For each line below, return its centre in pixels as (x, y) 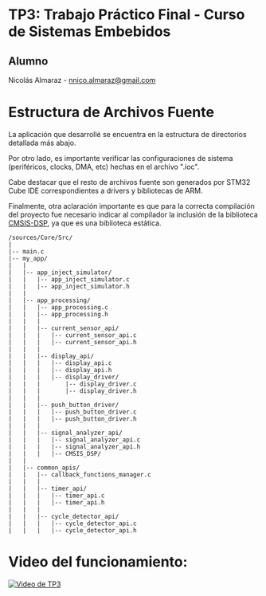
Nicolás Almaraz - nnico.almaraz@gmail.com (82, 80)
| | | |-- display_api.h (60, 370)
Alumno (28, 61)
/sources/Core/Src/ (41, 237)
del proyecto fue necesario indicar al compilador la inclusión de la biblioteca (133, 214)
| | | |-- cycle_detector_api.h (72, 530)
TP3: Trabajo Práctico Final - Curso (127, 15)
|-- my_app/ (28, 258)
